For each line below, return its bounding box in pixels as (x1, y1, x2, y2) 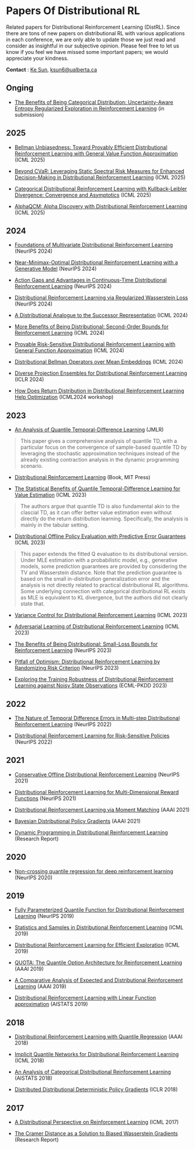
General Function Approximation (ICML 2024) (14, 347, 124, 354)
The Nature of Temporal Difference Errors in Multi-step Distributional (14, 714, 180, 721)
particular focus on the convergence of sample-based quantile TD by (20, 444, 187, 451)
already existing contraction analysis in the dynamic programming (20, 456, 179, 463)
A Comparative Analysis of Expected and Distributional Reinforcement (14, 977, 183, 984)
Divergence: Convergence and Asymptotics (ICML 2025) (14, 191, 152, 198)
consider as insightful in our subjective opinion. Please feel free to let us (6, 42, 179, 49)
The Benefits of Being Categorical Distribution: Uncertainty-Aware (14, 99, 173, 106)
